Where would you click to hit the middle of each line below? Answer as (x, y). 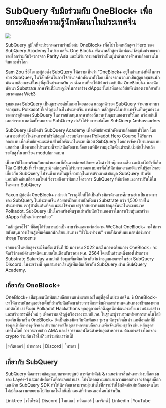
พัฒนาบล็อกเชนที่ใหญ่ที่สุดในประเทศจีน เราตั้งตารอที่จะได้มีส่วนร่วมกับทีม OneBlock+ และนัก (82, 82)
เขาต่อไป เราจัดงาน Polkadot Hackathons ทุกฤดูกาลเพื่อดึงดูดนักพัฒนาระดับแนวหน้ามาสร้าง (83, 308)
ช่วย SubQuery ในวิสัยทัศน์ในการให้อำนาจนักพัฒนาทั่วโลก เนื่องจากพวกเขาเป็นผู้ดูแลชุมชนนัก (83, 77)
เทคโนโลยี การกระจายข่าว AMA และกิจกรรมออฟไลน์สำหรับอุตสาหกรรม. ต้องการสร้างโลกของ (81, 330)
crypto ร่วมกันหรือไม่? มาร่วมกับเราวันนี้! (40, 336)
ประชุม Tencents (21, 238)
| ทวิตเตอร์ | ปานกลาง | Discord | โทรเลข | (42, 346)
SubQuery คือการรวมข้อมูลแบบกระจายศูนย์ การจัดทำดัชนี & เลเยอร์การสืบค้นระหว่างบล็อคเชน (83, 374)
